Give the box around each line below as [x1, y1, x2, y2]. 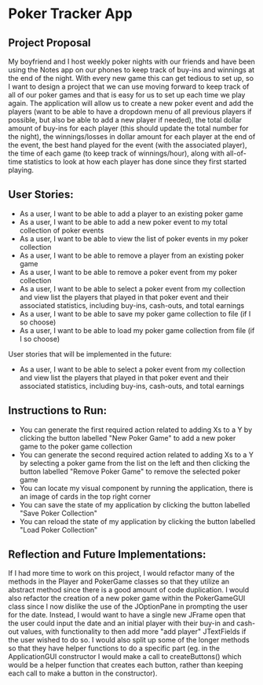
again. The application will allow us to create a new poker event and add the [8, 99, 254, 108]
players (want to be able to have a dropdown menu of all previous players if [8, 107, 253, 116]
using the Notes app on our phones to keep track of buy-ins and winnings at [8, 65, 255, 75]
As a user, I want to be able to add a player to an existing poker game [19, 209, 243, 218]
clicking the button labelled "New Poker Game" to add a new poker [19, 433, 236, 442]
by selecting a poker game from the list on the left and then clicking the [19, 458, 250, 467]
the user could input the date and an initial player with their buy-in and [8, 618, 236, 628]
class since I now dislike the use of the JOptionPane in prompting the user [8, 602, 248, 611]
